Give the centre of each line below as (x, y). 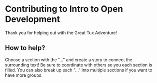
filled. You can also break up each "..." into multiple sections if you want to (79, 70)
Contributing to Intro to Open (64, 9)
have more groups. (24, 75)
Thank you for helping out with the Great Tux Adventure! (61, 33)
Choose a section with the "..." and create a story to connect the (69, 60)
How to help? (25, 48)
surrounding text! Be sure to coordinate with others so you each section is (78, 65)
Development (33, 19)
